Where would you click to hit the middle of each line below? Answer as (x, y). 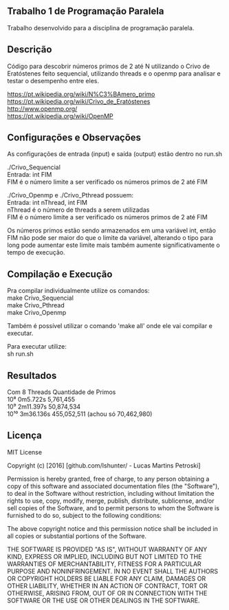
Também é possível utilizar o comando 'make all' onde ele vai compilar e (110, 326)
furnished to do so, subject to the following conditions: (84, 515)
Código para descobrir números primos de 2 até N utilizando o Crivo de (109, 66)
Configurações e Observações (74, 138)
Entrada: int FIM (30, 175)
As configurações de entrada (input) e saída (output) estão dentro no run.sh (115, 154)
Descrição (30, 50)
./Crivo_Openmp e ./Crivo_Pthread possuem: (70, 195)
